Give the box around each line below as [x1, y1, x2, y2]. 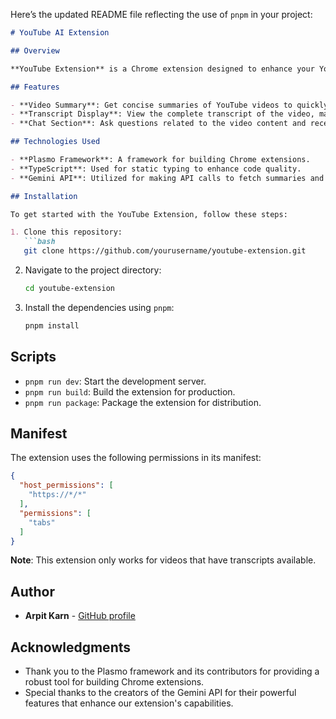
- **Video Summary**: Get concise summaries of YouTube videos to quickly [10, 100, 329, 110]
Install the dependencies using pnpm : [24, 301, 175, 313]
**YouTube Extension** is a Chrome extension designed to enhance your [10, 64, 315, 74]
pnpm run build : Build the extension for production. [24, 385, 236, 398]
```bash [23, 237, 56, 247]
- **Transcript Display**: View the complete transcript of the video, [10, 109, 315, 119]
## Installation [10, 191, 78, 201]
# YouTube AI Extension [10, 28, 110, 38]
